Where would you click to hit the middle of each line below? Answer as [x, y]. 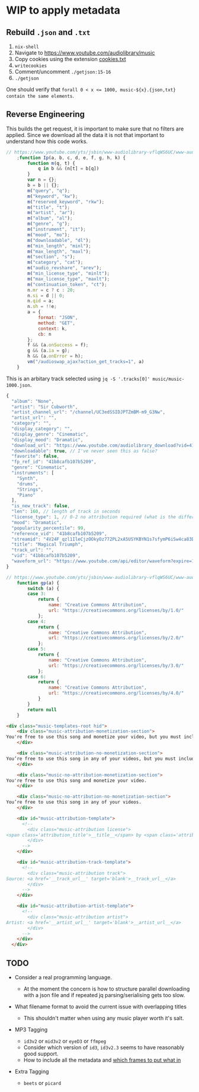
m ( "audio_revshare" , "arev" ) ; [65, 268]
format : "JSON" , [58, 318]
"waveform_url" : [31, 561]
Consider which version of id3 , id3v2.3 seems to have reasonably [104, 1047]
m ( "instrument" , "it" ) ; [57, 230]
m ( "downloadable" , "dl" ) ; [60, 240]
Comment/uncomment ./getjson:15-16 [63, 71]
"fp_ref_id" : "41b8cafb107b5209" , [54, 462]
